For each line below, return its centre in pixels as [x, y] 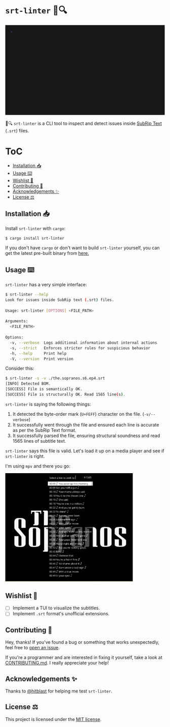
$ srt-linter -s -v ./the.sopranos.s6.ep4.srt [55, 378]
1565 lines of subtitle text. [39, 441]
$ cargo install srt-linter [35, 239]
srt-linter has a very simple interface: [46, 285]
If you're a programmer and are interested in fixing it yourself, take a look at [84, 657]
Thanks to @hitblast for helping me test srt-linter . [59, 691]
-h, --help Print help [38, 353]
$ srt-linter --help [27, 294]
